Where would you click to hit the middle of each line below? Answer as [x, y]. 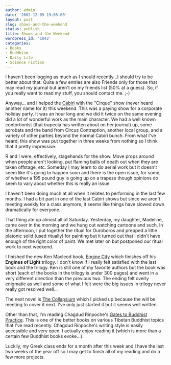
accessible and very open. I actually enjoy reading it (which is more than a [83, 331]
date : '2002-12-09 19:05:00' [36, 15]
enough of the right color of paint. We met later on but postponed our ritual [84, 241]
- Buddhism [17, 53]
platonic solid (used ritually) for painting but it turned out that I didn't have [83, 236]
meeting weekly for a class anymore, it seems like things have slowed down [85, 204]
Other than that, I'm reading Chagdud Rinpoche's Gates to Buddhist [76, 314]
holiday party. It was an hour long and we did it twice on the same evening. [84, 114]
